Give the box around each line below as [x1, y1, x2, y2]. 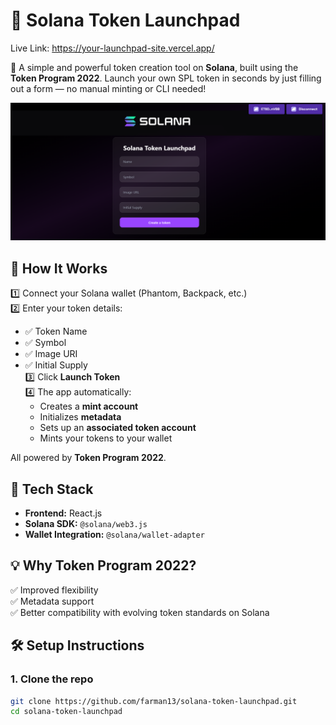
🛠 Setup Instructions [10, 637, 145, 654]
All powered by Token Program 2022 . [10, 452, 167, 464]
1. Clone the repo [10, 672, 94, 686]
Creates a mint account [39, 400, 139, 413]
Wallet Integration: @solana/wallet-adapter [24, 529, 205, 541]
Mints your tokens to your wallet [39, 432, 173, 444]
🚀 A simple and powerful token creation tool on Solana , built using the [10, 61, 299, 73]
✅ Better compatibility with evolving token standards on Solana [10, 606, 270, 618]
